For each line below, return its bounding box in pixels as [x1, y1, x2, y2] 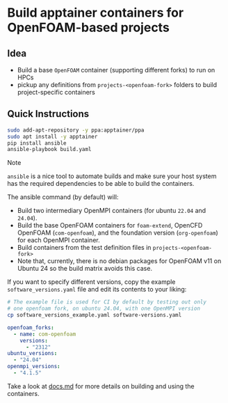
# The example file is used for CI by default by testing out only [7, 299, 207, 306]
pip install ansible [7, 139, 67, 147]
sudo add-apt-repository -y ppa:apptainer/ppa [7, 127, 145, 134]
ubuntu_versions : [7, 350, 58, 357]
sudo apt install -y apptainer [7, 133, 98, 140]
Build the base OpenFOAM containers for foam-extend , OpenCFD [17, 221, 203, 230]
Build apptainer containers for [7, 5, 184, 21]
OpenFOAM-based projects [7, 19, 170, 35]
